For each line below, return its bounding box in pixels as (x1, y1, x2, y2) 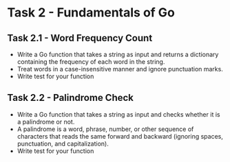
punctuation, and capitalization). (17, 139, 109, 148)
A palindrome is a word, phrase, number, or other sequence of (17, 125, 194, 133)
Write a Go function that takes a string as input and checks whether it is (17, 110, 220, 118)
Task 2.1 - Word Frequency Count (7, 32, 153, 44)
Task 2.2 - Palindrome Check (7, 92, 134, 104)
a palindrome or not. (17, 117, 75, 126)
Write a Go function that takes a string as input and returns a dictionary (17, 50, 219, 58)
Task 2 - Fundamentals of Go (7, 5, 176, 21)
